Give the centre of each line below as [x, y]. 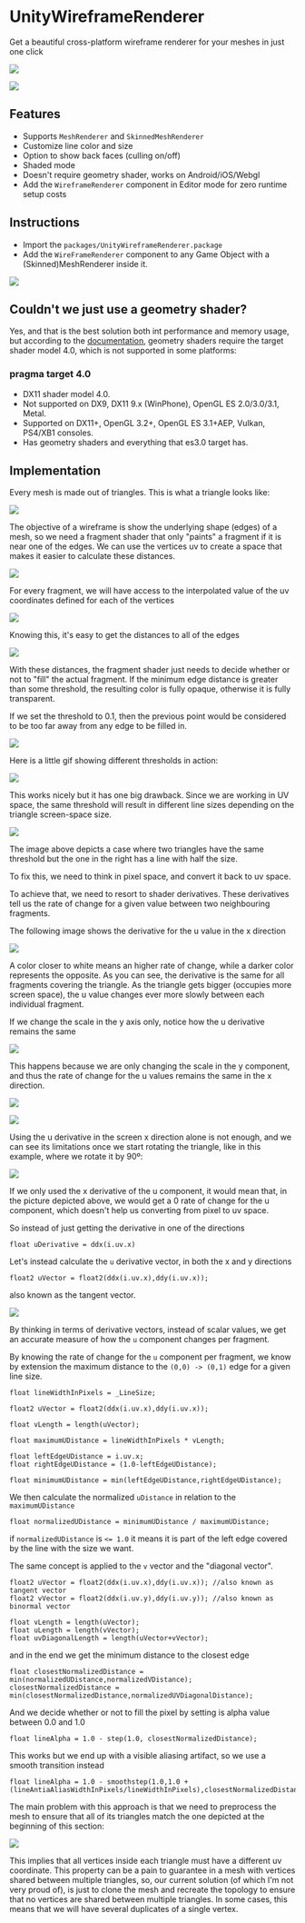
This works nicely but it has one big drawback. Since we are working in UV [149, 795]
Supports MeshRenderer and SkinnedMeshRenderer [113, 136]
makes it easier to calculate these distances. [92, 556]
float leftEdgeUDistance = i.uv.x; [77, 1457]
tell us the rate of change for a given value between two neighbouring [140, 904]
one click [26, 51]
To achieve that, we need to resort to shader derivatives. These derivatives [149, 894]
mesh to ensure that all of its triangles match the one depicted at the [137, 1817]
